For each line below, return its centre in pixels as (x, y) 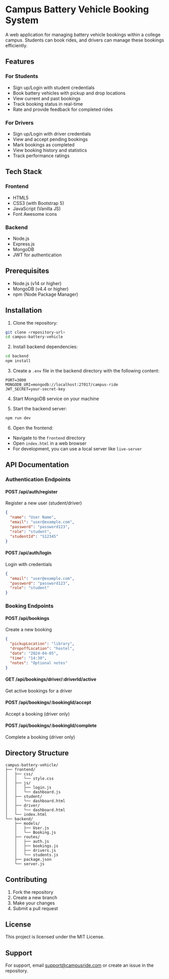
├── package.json (33, 859)
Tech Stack (24, 172)
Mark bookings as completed (44, 144)
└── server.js (30, 864)
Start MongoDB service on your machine (56, 399)
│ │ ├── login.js (29, 787)
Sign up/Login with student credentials (54, 87)
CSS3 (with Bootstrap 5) (38, 203)
